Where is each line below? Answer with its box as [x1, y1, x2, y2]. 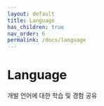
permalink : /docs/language [7, 37, 86, 44]
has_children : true [7, 23, 65, 30]
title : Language [7, 17, 55, 24]
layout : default [7, 10, 55, 18]
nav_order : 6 [7, 30, 46, 37]
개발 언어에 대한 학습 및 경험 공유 [7, 91, 97, 100]
